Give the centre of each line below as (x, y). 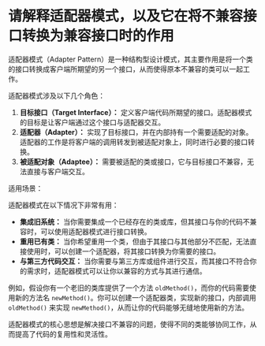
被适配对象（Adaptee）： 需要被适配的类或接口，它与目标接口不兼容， (133, 162)
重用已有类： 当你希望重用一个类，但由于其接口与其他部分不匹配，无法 (134, 241)
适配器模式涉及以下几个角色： (56, 95)
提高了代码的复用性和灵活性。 (63, 334)
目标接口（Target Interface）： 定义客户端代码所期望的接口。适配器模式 (136, 112)
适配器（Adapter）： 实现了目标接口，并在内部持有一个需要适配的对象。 (136, 132)
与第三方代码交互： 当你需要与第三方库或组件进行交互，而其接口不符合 (134, 261)
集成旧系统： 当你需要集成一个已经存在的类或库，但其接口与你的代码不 (134, 221)
